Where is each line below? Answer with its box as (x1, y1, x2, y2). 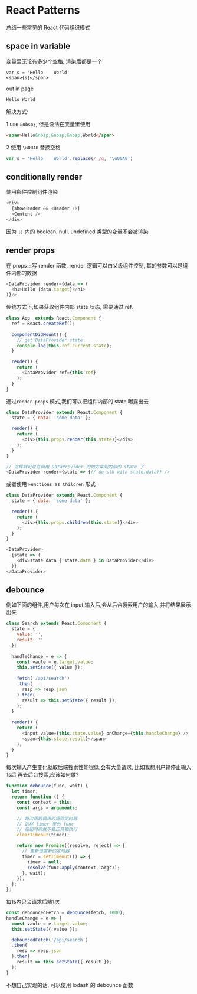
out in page (6, 85, 34, 92)
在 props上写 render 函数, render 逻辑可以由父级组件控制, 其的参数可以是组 (6, 262, 188, 269)
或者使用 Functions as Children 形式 (6, 481, 96, 488)
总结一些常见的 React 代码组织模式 (6, 24, 90, 31)
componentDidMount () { (11, 331, 67, 337)
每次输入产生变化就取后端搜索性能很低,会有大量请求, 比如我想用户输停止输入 (6, 764, 192, 771)
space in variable (6, 41, 71, 51)
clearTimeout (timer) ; (17, 832, 70, 838)
